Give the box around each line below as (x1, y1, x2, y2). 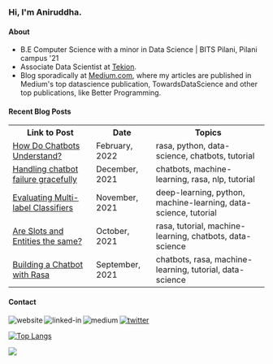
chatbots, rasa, (155, 254, 213, 266)
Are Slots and (12, 226, 64, 237)
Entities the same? (12, 236, 83, 247)
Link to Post (27, 127, 75, 138)
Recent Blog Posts (8, 106, 71, 116)
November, (96, 192, 139, 203)
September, (96, 259, 141, 271)
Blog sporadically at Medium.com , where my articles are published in (19, 71, 252, 80)
